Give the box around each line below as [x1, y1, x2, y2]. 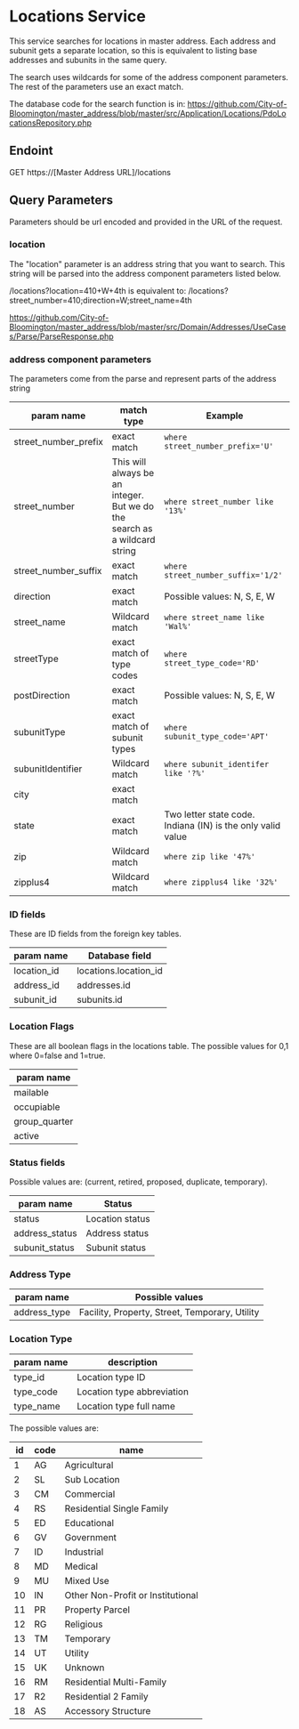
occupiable [13, 1101, 61, 1113]
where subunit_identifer [164, 759, 270, 770]
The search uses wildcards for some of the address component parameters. [9, 71, 289, 82]
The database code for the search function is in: [9, 98, 186, 109]
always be [111, 467, 155, 480]
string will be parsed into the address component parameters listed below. [9, 268, 282, 279]
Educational [64, 1516, 114, 1529]
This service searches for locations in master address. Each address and [9, 36, 276, 46]
